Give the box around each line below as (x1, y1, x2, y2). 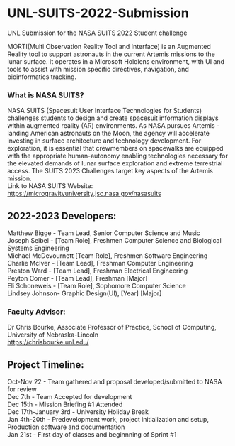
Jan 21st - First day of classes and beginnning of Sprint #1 (7, 430, 177, 439)
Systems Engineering (7, 244, 69, 253)
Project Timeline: (7, 359, 85, 371)
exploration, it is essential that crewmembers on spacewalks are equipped (7, 144, 224, 153)
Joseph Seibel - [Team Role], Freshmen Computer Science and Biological (7, 236, 222, 245)
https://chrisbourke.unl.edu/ (7, 338, 89, 347)
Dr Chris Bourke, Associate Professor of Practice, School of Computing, (7, 323, 217, 332)
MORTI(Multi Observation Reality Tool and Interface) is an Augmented (7, 42, 211, 50)
